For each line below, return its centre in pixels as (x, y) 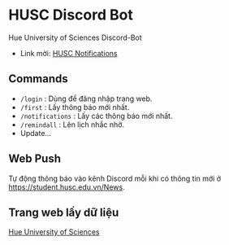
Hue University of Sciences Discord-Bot (75, 37)
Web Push (35, 159)
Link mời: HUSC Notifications (69, 53)
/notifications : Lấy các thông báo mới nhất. (96, 116)
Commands (39, 79)
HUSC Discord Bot (71, 15)
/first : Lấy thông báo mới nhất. (75, 107)
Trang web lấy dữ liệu (64, 212)
